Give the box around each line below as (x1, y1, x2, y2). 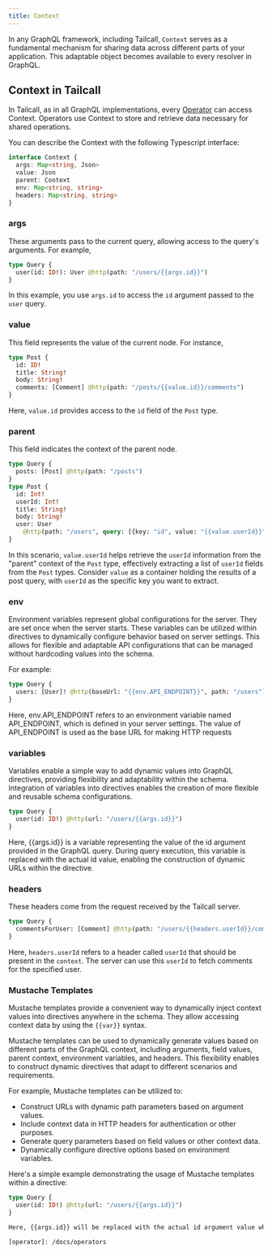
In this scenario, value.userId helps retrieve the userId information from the (8, 550, 261, 559)
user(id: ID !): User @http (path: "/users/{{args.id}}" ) (15, 268, 208, 276)
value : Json (15, 169, 57, 177)
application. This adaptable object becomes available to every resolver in (8, 51, 253, 61)
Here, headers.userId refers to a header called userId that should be (8, 947, 237, 957)
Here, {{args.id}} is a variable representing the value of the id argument (8, 837, 246, 847)
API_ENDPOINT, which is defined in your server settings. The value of (8, 718, 241, 728)
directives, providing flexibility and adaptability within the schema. (8, 775, 229, 785)
